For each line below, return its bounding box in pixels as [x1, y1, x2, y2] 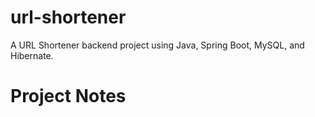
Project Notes [10, 85, 127, 108]
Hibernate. [10, 49, 54, 61]
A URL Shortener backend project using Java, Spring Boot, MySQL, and [10, 39, 305, 51]
